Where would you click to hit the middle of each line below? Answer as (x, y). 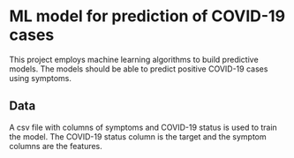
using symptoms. (41, 78)
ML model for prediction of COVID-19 (147, 16)
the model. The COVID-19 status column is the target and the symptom (138, 136)
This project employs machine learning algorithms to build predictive (134, 59)
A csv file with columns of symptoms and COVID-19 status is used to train (143, 127)
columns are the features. (56, 146)
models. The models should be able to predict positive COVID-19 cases (139, 69)
